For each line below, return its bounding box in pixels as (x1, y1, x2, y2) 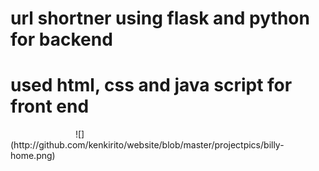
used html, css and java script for (10, 74, 293, 97)
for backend (10, 28, 113, 51)
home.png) (10, 150, 56, 162)
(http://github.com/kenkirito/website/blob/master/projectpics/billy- (10, 139, 285, 151)
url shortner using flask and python (10, 7, 310, 30)
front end (10, 95, 90, 118)
